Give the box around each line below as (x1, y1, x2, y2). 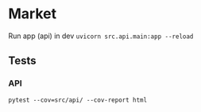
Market (8, 5, 57, 23)
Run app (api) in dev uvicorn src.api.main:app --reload (8, 31, 194, 41)
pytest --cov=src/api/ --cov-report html (8, 96, 148, 104)
